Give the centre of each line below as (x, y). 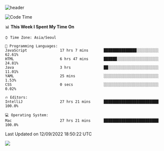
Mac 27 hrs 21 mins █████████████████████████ (82, 121)
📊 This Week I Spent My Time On (40, 27)
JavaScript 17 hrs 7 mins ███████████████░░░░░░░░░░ (82, 50)
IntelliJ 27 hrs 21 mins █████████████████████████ (82, 102)
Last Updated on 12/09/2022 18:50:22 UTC (48, 134)
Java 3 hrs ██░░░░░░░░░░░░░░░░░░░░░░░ (82, 67)
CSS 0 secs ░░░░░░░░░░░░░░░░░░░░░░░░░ (82, 85)
